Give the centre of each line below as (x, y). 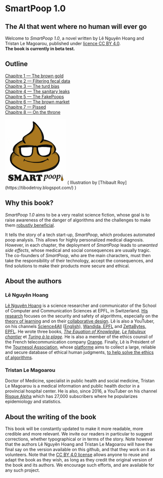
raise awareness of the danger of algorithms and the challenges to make (78, 220)
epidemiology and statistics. (33, 402)
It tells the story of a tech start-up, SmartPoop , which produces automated (80, 235)
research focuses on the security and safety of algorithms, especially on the (82, 316)
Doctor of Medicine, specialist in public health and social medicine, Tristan (80, 381)
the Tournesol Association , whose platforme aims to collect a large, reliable (81, 347)
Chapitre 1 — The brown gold (34, 76)
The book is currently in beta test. (40, 49)
